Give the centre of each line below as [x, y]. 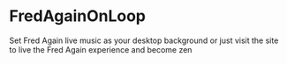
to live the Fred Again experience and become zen [101, 49]
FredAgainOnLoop [77, 16]
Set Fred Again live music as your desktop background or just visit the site [144, 40]
